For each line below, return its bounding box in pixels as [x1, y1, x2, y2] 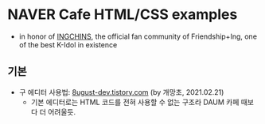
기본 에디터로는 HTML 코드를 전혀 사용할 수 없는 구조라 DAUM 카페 [30, 97, 240, 107]
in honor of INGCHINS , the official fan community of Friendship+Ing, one [18, 32, 258, 41]
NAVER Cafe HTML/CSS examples [7, 6, 238, 24]
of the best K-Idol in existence [18, 39, 118, 49]
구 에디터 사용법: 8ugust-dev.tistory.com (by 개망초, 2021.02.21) [18, 87, 224, 96]
